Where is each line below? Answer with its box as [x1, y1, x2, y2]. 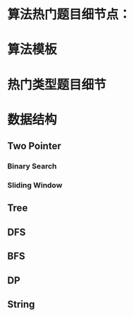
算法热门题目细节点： [7, 6, 132, 23]
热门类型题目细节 [7, 76, 107, 93]
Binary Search [7, 161, 57, 171]
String [7, 298, 35, 310]
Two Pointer [7, 140, 61, 152]
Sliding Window [7, 180, 63, 190]
